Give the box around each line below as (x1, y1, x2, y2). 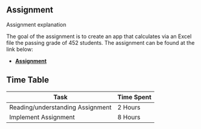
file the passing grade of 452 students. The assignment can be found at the (6, 39, 195, 46)
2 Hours (117, 103, 140, 111)
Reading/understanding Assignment (9, 103, 112, 111)
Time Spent (117, 93, 152, 101)
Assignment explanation (6, 21, 67, 28)
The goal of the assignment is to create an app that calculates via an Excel (6, 33, 192, 40)
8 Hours (117, 113, 140, 121)
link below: (6, 45, 33, 53)
